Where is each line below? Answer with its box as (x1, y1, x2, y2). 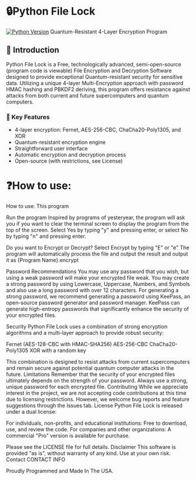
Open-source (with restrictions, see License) (14, 157, 123, 165)
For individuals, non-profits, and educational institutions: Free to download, (6, 419, 188, 427)
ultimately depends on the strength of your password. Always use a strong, (6, 377, 188, 384)
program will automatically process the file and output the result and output (6, 250, 188, 257)
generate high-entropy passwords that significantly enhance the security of (6, 305, 189, 312)
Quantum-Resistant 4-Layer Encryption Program (50, 28, 167, 35)
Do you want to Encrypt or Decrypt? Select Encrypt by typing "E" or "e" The (6, 244, 190, 251)
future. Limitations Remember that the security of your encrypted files (6, 371, 175, 378)
